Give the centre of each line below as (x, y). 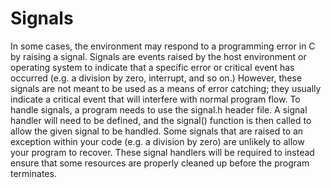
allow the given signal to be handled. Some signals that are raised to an (157, 131)
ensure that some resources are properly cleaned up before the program (160, 163)
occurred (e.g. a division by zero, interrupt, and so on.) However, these (156, 78)
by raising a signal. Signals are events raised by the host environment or (158, 56)
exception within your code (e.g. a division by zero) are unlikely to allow (157, 141)
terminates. (33, 173)
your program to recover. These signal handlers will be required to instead (162, 152)
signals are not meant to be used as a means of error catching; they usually (166, 88)
